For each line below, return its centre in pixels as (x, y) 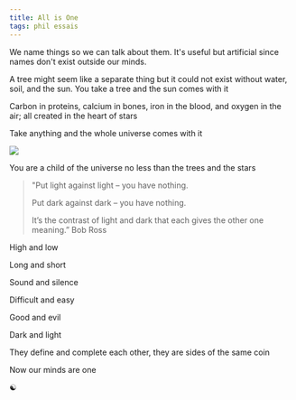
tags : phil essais (44, 26)
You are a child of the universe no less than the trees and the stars (133, 167)
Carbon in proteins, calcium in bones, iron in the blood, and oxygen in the (146, 106)
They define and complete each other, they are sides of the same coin (140, 352)
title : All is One (44, 18)
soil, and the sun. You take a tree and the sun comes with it (119, 88)
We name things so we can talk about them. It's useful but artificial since (144, 51)
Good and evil (35, 317)
